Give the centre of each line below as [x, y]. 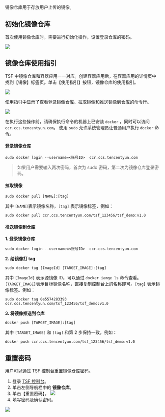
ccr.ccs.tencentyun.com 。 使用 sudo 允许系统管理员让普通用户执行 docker [79, 127]
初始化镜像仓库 [28, 24]
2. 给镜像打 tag [20, 259]
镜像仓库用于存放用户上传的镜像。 [40, 7]
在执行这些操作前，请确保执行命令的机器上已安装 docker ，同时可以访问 [77, 121]
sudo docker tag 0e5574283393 [36, 299]
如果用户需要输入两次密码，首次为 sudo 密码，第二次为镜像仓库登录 [86, 167]
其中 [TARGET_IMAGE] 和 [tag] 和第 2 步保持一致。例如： [61, 332]
